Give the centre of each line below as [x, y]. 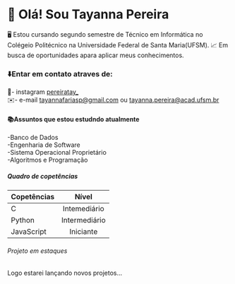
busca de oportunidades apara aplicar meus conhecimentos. [96, 55]
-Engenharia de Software [44, 145]
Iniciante [84, 232]
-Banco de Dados [33, 138]
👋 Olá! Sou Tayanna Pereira [88, 14]
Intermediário [83, 220]
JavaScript [29, 232]
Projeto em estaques [37, 251]
